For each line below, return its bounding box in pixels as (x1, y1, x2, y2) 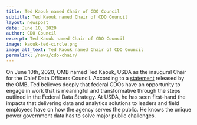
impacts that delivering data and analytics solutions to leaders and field (6, 99, 179, 106)
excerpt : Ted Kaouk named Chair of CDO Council (6, 36, 126, 42)
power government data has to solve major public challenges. (6, 112, 156, 119)
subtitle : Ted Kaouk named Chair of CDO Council (6, 14, 128, 20)
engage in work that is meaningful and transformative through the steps (6, 87, 181, 94)
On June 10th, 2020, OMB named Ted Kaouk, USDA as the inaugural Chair (6, 68, 187, 75)
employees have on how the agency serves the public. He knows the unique (6, 106, 192, 113)
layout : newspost (6, 19, 49, 25)
